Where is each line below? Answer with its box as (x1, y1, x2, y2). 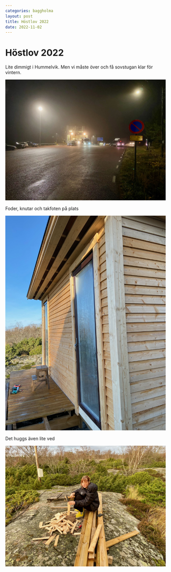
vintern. (5, 70, 21, 76)
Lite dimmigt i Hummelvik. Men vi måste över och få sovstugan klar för (5, 64, 153, 70)
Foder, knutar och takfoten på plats (5, 205, 79, 212)
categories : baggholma (5, 8, 53, 13)
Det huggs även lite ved (5, 436, 55, 442)
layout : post (5, 13, 33, 19)
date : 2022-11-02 (5, 25, 42, 30)
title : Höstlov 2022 (5, 19, 49, 24)
